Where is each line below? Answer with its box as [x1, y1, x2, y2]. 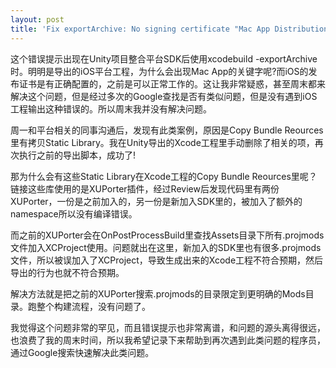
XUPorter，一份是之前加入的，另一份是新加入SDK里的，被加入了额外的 [10, 195, 303, 207]
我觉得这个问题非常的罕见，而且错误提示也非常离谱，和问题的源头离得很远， [10, 321, 326, 333]
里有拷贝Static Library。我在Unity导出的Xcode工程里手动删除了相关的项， [10, 136, 315, 148]
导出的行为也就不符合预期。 [10, 266, 125, 278]
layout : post [10, 14, 65, 25]
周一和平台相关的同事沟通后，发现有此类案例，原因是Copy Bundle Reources [10, 124, 324, 136]
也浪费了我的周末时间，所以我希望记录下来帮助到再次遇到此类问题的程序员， [10, 334, 326, 346]
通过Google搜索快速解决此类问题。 [10, 346, 155, 358]
